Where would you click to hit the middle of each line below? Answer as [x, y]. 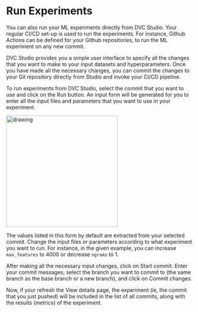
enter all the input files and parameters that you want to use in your [88, 101]
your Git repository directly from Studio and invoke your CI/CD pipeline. [94, 77]
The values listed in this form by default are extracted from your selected [95, 235]
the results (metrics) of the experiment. [54, 302]
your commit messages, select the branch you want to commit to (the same [99, 272]
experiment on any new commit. [45, 46]
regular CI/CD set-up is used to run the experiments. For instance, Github [96, 33]
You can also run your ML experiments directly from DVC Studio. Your [92, 27]
